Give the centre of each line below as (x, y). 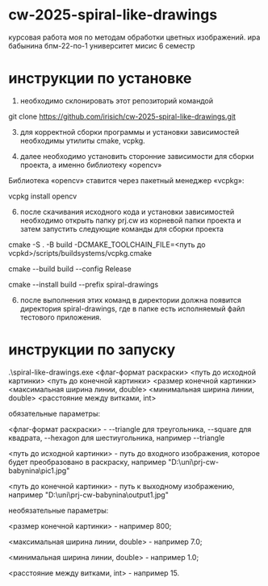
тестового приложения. (61, 317)
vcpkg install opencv (43, 196)
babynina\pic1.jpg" (39, 471)
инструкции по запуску (92, 350)
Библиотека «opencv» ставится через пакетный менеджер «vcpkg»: (126, 180)
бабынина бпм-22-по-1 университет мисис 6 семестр (102, 45)
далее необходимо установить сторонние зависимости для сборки (137, 156)
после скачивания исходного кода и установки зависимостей (127, 211)
